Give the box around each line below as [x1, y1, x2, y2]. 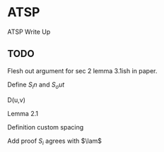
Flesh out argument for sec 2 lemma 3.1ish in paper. [7, 66, 158, 75]
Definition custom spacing [7, 122, 83, 131]
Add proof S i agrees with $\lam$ [7, 137, 102, 146]
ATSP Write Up [7, 27, 51, 36]
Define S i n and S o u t [7, 80, 65, 90]
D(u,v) [7, 96, 26, 104]
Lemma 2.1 [7, 109, 39, 118]
